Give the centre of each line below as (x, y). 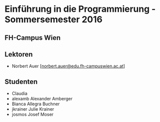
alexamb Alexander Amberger (42, 99)
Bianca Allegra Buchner (36, 104)
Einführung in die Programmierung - (80, 9)
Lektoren (19, 54)
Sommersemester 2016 (54, 19)
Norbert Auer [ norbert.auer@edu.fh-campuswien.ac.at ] (68, 66)
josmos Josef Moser (33, 115)
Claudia (20, 93)
